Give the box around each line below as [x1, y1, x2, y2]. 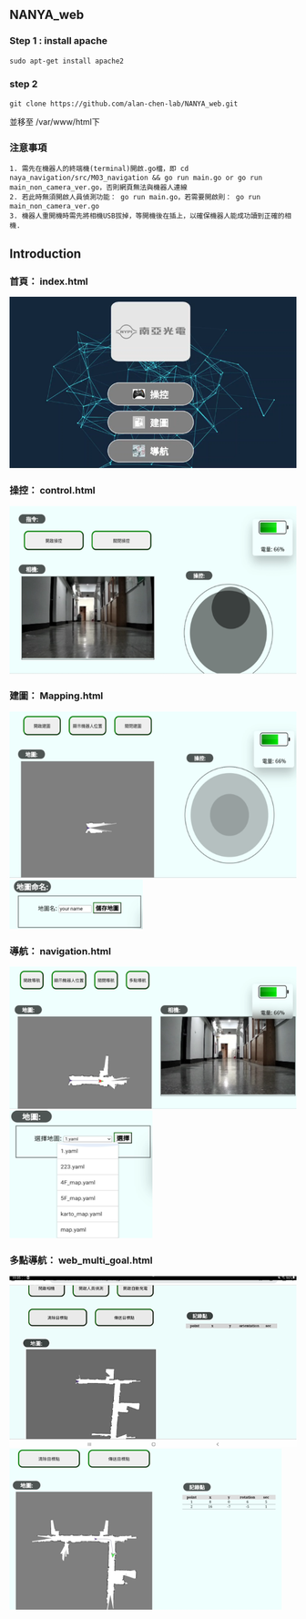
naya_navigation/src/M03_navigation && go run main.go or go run [9, 173, 262, 183]
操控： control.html [9, 484, 96, 497]
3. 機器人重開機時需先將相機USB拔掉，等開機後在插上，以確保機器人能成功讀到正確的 [9, 211, 285, 221]
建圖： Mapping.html [9, 689, 104, 702]
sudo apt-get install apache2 [9, 56, 125, 66]
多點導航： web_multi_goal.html [9, 1254, 153, 1267]
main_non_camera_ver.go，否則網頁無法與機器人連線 [9, 183, 189, 192]
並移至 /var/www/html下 [9, 116, 100, 127]
